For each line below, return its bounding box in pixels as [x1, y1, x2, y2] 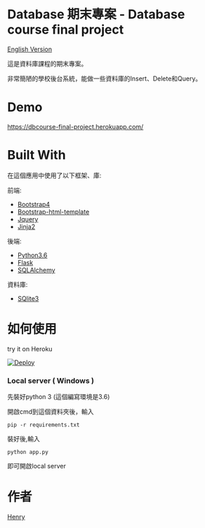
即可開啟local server [7, 462, 67, 471]
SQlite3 [17, 294, 39, 302]
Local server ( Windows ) [7, 376, 95, 386]
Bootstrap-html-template [17, 208, 90, 216]
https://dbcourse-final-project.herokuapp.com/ [7, 122, 144, 130]
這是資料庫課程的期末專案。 [7, 59, 88, 67]
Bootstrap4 [17, 200, 51, 208]
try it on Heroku [7, 344, 53, 353]
